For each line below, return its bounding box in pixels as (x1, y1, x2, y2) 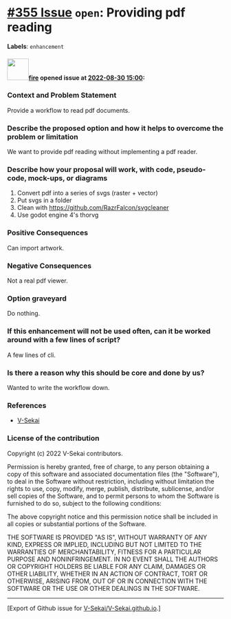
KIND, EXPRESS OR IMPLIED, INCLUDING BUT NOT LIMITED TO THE (7, 540, 202, 548)
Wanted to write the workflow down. (7, 383, 110, 391)
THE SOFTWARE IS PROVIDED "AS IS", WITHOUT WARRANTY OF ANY (7, 533, 208, 541)
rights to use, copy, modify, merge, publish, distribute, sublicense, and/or (7, 484, 214, 492)
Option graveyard (7, 294, 67, 303)
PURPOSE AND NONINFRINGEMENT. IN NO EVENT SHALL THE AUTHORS (7, 555, 219, 563)
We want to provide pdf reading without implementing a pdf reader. (7, 148, 198, 156)
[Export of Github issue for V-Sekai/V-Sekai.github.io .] (7, 604, 161, 612)
